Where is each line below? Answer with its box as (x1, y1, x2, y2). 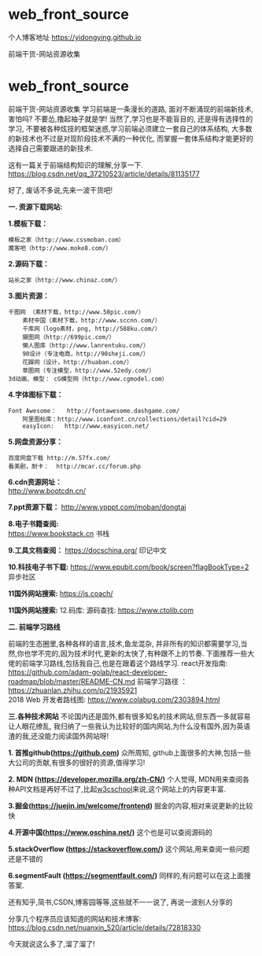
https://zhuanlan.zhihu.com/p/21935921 (8, 686, 138, 695)
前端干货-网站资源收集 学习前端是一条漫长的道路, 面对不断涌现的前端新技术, (8, 104, 254, 113)
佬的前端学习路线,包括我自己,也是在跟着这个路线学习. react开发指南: (8, 658, 228, 667)
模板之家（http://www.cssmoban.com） (8, 236, 124, 244)
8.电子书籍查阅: (8, 519, 59, 528)
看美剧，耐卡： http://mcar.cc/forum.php (8, 462, 142, 470)
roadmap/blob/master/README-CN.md (8, 676, 136, 686)
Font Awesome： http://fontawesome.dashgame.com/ (8, 406, 180, 414)
